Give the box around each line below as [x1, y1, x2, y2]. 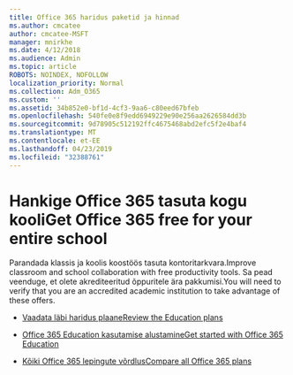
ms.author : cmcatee [9, 21, 81, 30]
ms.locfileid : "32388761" [9, 152, 104, 162]
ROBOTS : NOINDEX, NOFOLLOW [9, 71, 109, 80]
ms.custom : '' [9, 95, 62, 104]
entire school [9, 228, 108, 249]
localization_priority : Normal [9, 79, 124, 88]
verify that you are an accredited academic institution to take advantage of [9, 286, 281, 296]
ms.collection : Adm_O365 [9, 87, 101, 96]
